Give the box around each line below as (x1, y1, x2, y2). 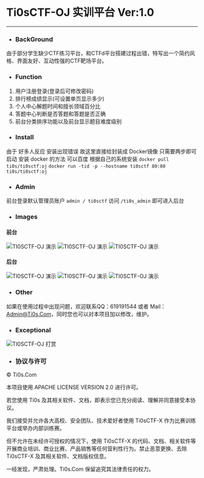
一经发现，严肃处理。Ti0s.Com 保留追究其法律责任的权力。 (6, 465, 154, 473)
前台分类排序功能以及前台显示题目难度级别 (15, 118, 122, 125)
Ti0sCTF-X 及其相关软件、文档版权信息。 (6, 453, 110, 460)
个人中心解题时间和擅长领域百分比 (15, 103, 101, 110)
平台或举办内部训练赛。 (6, 425, 65, 432)
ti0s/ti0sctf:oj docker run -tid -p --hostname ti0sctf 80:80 (6, 163, 166, 169)
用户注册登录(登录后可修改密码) (15, 87, 94, 95)
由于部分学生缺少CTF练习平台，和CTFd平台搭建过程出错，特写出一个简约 (6, 50, 190, 57)
